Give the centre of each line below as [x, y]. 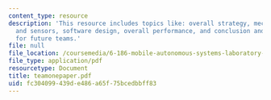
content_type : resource [48, 16]
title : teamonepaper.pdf [50, 76]
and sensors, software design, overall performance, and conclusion [133, 31]
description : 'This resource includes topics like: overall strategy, [129, 23]
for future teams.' [48, 38]
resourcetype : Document [48, 69]
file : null [27, 46]
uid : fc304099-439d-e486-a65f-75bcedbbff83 [83, 83]
